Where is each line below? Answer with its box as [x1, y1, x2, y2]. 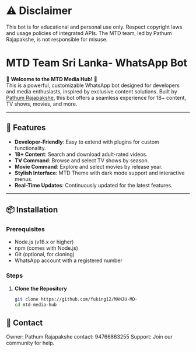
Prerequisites [6, 225, 45, 233]
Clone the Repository [14, 285, 67, 292]
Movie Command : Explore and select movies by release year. [14, 163, 163, 170]
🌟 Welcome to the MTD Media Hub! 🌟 [6, 75, 97, 82]
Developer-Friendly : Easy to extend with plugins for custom [14, 138, 159, 145]
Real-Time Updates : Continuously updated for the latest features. [14, 182, 173, 189]
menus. [14, 175, 33, 182]
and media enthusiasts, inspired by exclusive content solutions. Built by [6, 88, 177, 95]
